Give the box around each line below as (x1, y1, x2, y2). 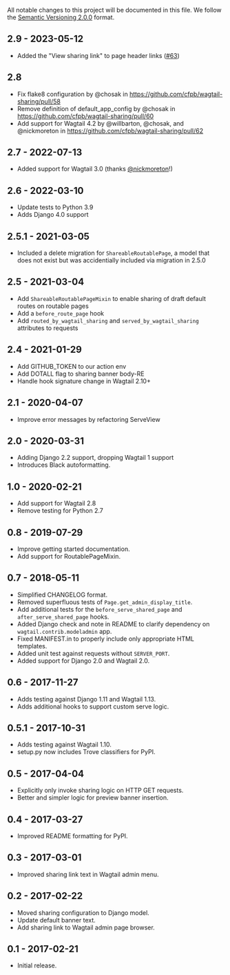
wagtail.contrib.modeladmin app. (17, 627, 112, 635)
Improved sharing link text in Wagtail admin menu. (17, 870, 160, 878)
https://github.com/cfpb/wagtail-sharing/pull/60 (17, 112, 154, 120)
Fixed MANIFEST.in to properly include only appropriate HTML (17, 635, 195, 643)
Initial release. (17, 961, 57, 969)
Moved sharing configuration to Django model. (17, 908, 149, 917)
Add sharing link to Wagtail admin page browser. (17, 923, 155, 931)
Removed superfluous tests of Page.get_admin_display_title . (17, 597, 193, 606)
